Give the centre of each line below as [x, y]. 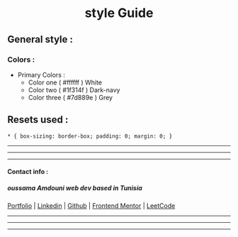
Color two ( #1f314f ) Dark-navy [74, 89]
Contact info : [28, 172]
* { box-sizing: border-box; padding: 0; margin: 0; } [90, 136]
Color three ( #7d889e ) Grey [70, 97]
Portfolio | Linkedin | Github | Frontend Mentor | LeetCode [91, 206]
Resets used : [38, 120]
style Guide [119, 13]
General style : [40, 39]
